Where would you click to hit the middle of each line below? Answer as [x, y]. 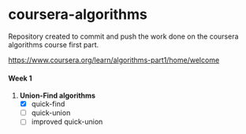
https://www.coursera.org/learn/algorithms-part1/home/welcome [114, 60]
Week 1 [20, 78]
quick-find [48, 104]
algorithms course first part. [54, 44]
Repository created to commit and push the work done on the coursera [123, 36]
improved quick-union [67, 122]
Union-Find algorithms [58, 95]
